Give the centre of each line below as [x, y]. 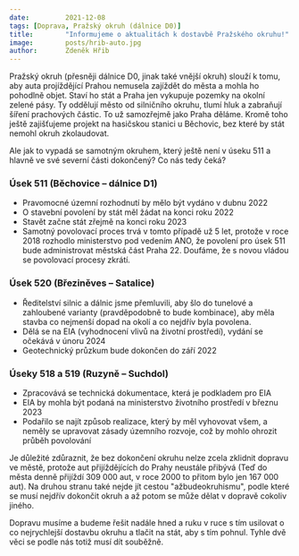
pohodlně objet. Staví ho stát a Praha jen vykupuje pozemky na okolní [137, 96]
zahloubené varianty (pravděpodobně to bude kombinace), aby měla [148, 312]
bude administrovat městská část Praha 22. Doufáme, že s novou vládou [155, 251]
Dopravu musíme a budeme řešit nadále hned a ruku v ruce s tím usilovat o [147, 523]
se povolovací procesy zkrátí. [76, 260]
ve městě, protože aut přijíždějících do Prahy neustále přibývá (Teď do [138, 467]
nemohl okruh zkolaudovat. [59, 133]
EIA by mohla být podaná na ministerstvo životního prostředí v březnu [150, 403]
